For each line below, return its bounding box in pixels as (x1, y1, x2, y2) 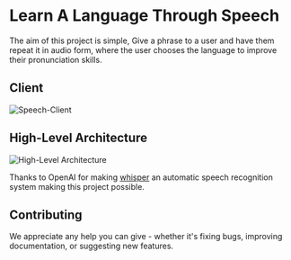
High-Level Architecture (9, 130, 148, 146)
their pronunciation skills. (9, 54, 102, 65)
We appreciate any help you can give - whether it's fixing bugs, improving (9, 231, 283, 242)
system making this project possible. (9, 181, 145, 192)
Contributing (9, 207, 83, 222)
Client (9, 80, 44, 95)
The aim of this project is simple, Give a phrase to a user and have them (9, 35, 275, 46)
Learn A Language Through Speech (9, 5, 280, 26)
